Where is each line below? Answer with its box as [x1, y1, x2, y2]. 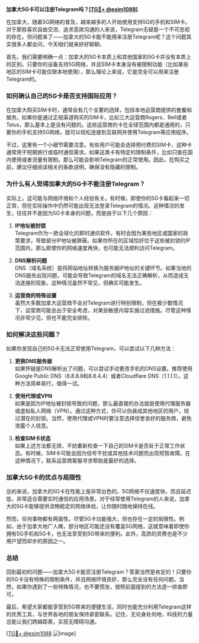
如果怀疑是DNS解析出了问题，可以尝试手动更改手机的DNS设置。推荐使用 [14, 365, 193, 372]
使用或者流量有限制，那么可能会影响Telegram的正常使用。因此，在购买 [11, 156, 185, 163]
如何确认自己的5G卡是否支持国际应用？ [6, 91, 118, 100]
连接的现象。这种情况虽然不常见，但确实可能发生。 [20, 279, 145, 286]
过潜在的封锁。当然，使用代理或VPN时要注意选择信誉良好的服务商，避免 [14, 414, 192, 422]
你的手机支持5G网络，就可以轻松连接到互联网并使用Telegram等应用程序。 [11, 129, 192, 136]
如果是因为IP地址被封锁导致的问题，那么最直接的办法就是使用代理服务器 [14, 400, 191, 407]
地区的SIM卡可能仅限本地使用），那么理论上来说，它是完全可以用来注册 [6, 68, 179, 75]
